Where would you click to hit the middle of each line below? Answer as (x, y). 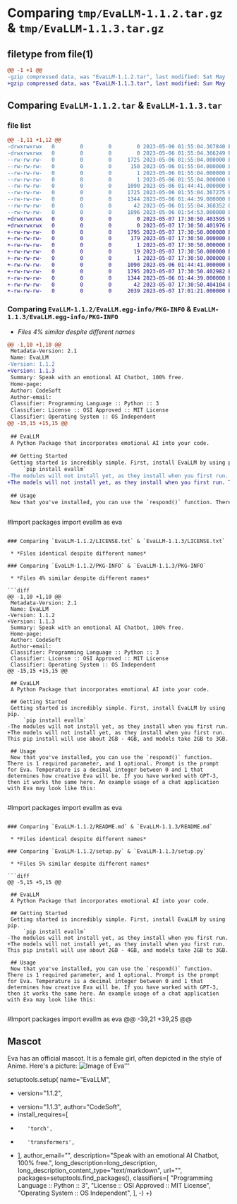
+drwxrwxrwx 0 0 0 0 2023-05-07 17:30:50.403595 (116, 219)
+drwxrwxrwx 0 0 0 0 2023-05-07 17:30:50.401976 (116, 225)
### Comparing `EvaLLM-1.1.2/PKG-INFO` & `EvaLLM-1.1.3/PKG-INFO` (107, 566)
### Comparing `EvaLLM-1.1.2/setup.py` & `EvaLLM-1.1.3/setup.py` (107, 852)
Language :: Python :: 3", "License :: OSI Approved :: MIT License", (114, 1186)
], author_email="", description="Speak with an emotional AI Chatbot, (118, 1155)
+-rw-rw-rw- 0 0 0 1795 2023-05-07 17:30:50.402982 (116, 271)
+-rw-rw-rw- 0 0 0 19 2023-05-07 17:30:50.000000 (116, 252)
